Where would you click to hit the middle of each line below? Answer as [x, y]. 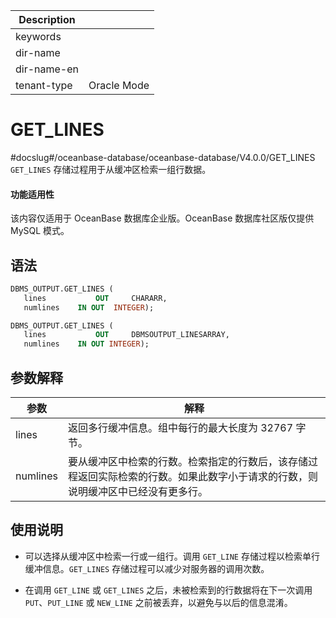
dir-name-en [47, 69]
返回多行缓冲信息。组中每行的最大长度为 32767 [180, 428]
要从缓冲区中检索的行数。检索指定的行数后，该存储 [187, 462]
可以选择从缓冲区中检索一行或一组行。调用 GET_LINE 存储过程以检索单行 [172, 556]
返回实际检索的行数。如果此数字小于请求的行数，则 [197, 477]
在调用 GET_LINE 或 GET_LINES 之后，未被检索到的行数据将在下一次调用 [168, 590]
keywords [38, 36]
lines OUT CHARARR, [95, 298]
